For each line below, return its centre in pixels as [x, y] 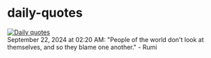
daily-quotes [45, 13]
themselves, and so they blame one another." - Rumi [82, 47]
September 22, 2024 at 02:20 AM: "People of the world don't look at [105, 39]
